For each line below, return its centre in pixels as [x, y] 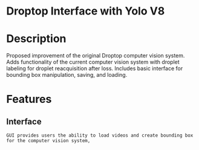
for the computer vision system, [48, 141]
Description [36, 39]
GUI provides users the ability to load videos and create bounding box [100, 135]
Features [29, 99]
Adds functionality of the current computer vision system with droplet [93, 62]
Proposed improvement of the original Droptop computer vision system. [96, 56]
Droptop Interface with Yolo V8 [86, 11]
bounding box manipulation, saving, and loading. [67, 75]
